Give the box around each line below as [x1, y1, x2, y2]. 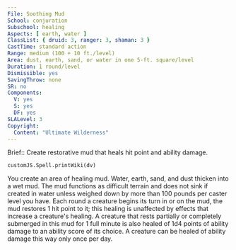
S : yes [13, 103, 33, 110]
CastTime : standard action [7, 43, 87, 50]
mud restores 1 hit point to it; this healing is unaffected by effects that [7, 205, 209, 213]
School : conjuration [7, 17, 69, 24]
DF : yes [13, 109, 37, 116]
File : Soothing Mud [7, 10, 65, 18]
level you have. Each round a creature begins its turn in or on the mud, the [7, 197, 223, 205]
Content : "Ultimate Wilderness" [13, 129, 110, 136]
